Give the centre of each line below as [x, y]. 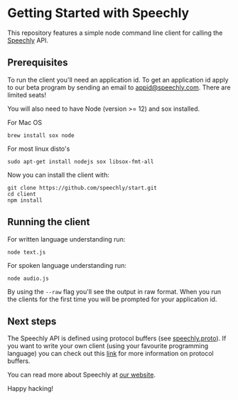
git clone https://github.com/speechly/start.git [82, 188]
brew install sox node [41, 135]
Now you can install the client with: [59, 175]
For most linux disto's [39, 148]
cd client [22, 194]
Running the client [49, 222]
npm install [25, 200]
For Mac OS [25, 122]
